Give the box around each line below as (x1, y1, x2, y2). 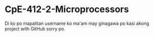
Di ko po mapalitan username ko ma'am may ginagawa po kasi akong (5, 20, 149, 26)
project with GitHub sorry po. (5, 25, 65, 31)
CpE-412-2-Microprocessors (5, 4, 129, 15)
